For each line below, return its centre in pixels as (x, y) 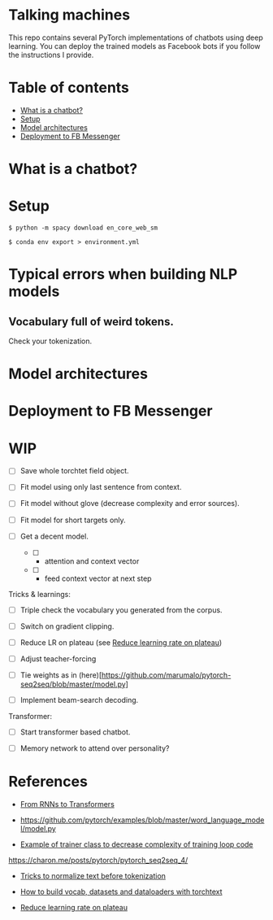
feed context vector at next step (98, 578)
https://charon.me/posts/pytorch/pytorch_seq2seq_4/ (98, 861)
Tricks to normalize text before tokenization (93, 876)
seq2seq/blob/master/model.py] (74, 684)
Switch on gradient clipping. (67, 626)
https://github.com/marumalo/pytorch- (166, 675)
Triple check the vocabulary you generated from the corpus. (121, 610)
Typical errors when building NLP (123, 275)
